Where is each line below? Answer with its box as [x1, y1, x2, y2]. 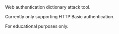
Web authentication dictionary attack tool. [5, 4, 91, 10]
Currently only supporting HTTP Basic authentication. [5, 14, 115, 19]
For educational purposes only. [5, 23, 68, 29]
